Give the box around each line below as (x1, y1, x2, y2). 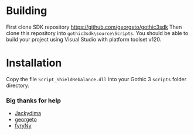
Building (6, 4, 47, 18)
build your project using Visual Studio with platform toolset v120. (6, 36, 162, 43)
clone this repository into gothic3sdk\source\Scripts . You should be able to (6, 29, 189, 36)
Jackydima (14, 110, 42, 117)
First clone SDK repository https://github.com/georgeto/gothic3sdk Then (6, 23, 182, 30)
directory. (6, 82, 29, 89)
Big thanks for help (6, 96, 62, 105)
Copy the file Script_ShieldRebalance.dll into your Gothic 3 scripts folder (6, 75, 186, 82)
